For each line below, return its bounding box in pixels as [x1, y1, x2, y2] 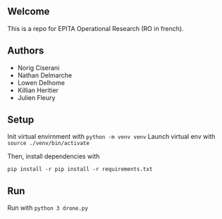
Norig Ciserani [17, 63, 60, 72]
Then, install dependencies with [7, 152, 100, 161]
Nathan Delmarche [17, 70, 73, 80]
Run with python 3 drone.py [7, 204, 88, 212]
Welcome [7, 6, 50, 18]
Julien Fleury [17, 93, 56, 101]
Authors [7, 45, 44, 57]
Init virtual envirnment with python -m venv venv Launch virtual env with [7, 132, 216, 141]
